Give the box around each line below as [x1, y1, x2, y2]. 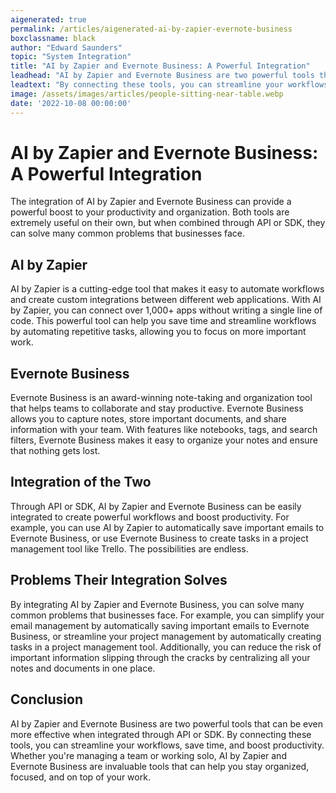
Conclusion [10, 691, 84, 708]
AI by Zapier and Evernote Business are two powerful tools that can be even [10, 717, 324, 730]
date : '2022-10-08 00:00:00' [10, 98, 132, 108]
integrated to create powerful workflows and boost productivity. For [10, 511, 290, 523]
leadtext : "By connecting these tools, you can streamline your [10, 80, 284, 90]
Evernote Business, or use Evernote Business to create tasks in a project [10, 532, 309, 544]
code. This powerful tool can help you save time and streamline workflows [10, 315, 317, 327]
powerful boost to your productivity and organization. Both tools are [10, 206, 290, 218]
